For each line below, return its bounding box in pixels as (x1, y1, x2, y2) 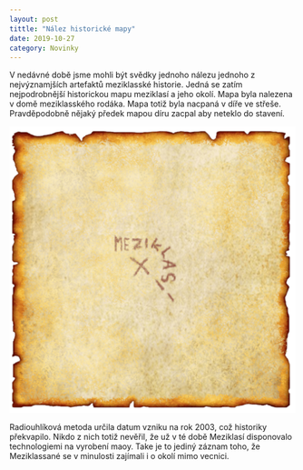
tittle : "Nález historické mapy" (9, 24, 136, 34)
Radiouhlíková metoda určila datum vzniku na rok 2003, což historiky (9, 422, 268, 433)
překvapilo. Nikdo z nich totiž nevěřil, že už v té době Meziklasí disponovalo (9, 432, 293, 443)
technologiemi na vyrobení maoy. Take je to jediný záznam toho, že (9, 441, 260, 452)
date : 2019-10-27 (9, 34, 75, 43)
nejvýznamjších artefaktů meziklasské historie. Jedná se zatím (9, 79, 243, 90)
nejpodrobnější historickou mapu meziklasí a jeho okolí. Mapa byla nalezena (9, 89, 293, 100)
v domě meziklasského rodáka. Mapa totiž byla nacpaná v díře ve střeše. (9, 98, 281, 109)
